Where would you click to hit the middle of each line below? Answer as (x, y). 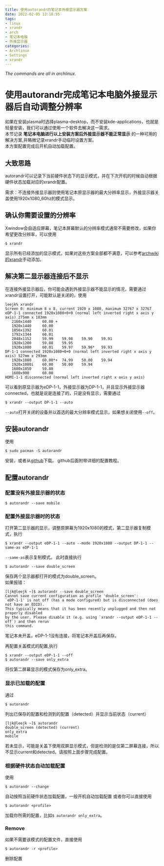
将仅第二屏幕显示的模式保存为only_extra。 (47, 670)
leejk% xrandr (20, 304)
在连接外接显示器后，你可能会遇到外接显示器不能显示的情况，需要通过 (76, 289)
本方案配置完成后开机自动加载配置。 (41, 146)
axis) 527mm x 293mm (26, 356)
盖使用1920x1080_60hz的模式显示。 (41, 198)
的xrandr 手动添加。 (24, 259)
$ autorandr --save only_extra (37, 660)
